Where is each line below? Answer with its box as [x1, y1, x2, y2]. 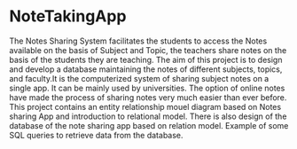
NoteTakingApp [9, 6, 127, 27]
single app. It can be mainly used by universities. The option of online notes [9, 82, 285, 93]
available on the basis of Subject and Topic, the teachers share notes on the [9, 44, 287, 55]
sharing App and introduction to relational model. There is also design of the [9, 111, 287, 122]
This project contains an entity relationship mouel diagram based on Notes [9, 101, 282, 112]
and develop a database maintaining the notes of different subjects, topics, [9, 64, 283, 74]
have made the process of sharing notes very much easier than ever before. [9, 91, 287, 103]
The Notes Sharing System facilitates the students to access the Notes [9, 35, 268, 46]
